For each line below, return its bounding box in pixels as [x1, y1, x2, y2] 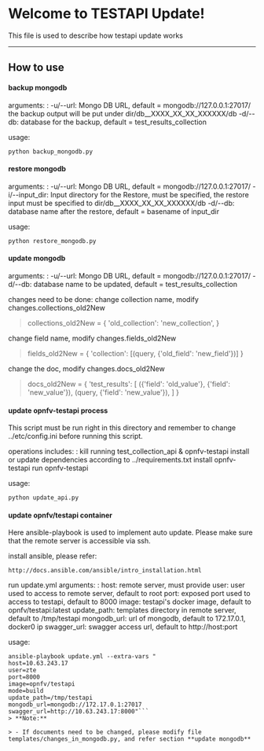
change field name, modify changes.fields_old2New [8, 333, 177, 343]
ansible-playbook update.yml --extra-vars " [8, 653, 156, 661]
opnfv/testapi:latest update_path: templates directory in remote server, [8, 606, 237, 615]
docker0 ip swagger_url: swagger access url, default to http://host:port [8, 622, 238, 631]
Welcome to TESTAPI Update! [8, 5, 205, 23]
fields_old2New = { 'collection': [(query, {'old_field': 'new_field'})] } [27, 348, 244, 358]
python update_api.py [8, 494, 79, 502]
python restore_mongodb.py [8, 237, 97, 245]
